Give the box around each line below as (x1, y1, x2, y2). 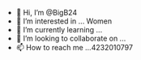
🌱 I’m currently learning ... (15, 25, 103, 34)
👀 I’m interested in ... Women (15, 16, 113, 26)
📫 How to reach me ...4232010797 (15, 43, 134, 52)
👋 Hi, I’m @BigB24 (15, 8, 78, 17)
